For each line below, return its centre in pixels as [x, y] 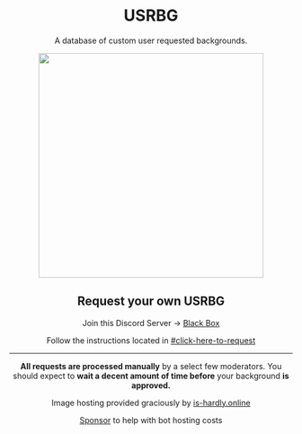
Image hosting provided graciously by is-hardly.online [151, 403]
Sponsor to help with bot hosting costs [151, 420]
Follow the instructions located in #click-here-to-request [151, 340]
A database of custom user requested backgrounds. [151, 40]
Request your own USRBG [151, 301]
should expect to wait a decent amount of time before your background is [151, 376]
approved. [151, 385]
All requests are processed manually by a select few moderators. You [151, 366]
